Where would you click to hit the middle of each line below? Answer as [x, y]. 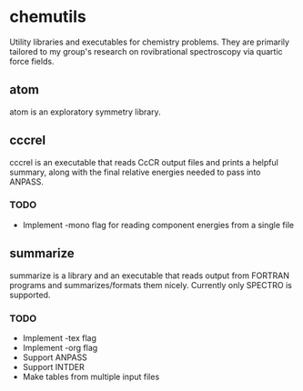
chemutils [48, 17]
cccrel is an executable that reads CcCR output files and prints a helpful [144, 162]
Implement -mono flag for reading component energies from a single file [158, 225]
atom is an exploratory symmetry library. [85, 112]
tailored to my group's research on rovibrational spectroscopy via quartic [146, 51]
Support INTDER [53, 366]
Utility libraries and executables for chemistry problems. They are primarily [149, 42]
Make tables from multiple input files [91, 376]
